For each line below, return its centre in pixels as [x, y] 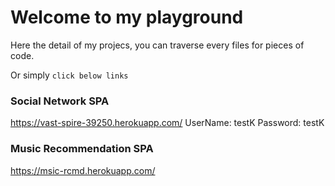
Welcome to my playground [127, 17]
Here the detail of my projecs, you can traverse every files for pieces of [157, 45]
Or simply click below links [69, 75]
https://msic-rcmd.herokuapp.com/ [83, 170]
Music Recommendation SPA [82, 149]
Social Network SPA [60, 101]
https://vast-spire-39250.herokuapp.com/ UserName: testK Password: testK [167, 123]
